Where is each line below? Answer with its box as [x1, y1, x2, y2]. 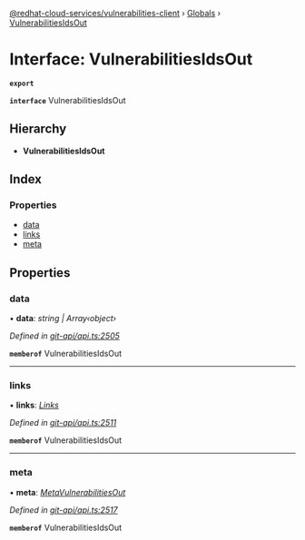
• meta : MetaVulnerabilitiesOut [9, 486, 126, 497]
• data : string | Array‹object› [9, 313, 116, 324]
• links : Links [9, 399, 59, 411]
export [9, 79, 34, 88]
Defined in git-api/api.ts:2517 [9, 504, 118, 515]
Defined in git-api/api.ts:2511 [9, 417, 117, 428]
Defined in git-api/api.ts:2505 [9, 330, 121, 341]
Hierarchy [9, 122, 67, 137]
